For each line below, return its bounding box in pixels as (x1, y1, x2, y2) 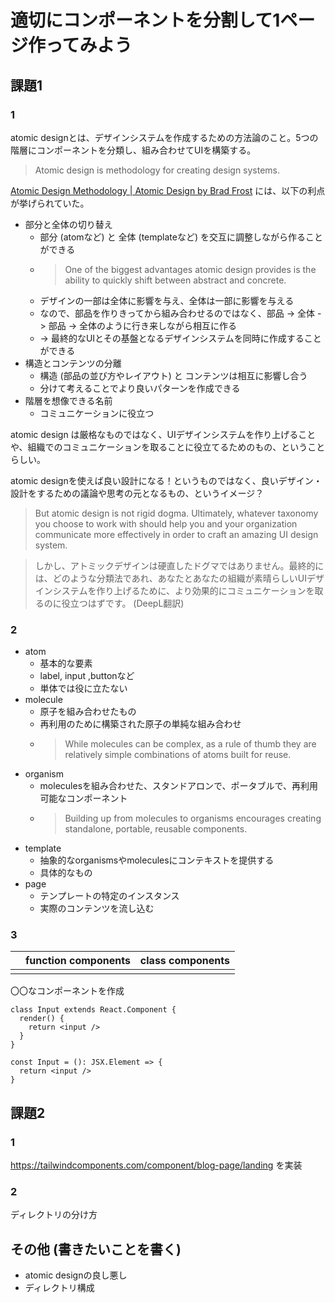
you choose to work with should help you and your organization (34, 517, 298, 530)
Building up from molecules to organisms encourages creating (64, 812, 322, 825)
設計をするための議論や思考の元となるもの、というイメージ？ (10, 487, 265, 499)
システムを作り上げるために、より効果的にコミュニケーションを (52, 584, 315, 596)
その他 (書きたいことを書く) (10, 1241, 182, 1258)
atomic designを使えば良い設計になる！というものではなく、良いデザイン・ (10, 474, 323, 486)
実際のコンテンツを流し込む (39, 902, 155, 915)
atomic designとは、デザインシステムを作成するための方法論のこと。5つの (10, 131, 319, 143)
